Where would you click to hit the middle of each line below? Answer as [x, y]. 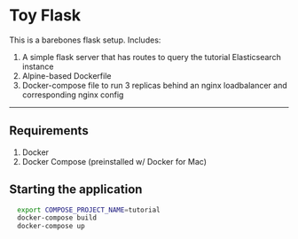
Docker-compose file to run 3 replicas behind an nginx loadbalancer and [155, 85]
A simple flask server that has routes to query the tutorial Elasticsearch [151, 57]
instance [38, 66]
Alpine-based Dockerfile [67, 75]
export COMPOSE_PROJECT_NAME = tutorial [89, 210]
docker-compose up [51, 227]
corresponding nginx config [73, 95]
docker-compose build [57, 218]
